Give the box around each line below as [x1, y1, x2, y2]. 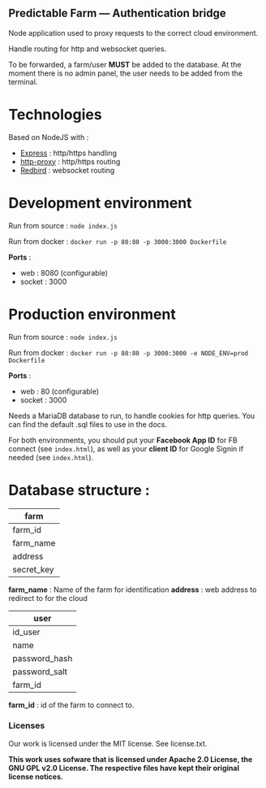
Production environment [8, 305, 176, 324]
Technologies [8, 106, 103, 124]
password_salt [12, 666, 67, 677]
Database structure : [8, 481, 150, 499]
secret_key [12, 564, 54, 575]
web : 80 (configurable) [19, 386, 100, 396]
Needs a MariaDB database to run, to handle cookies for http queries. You [8, 411, 255, 420]
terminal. [8, 76, 38, 86]
